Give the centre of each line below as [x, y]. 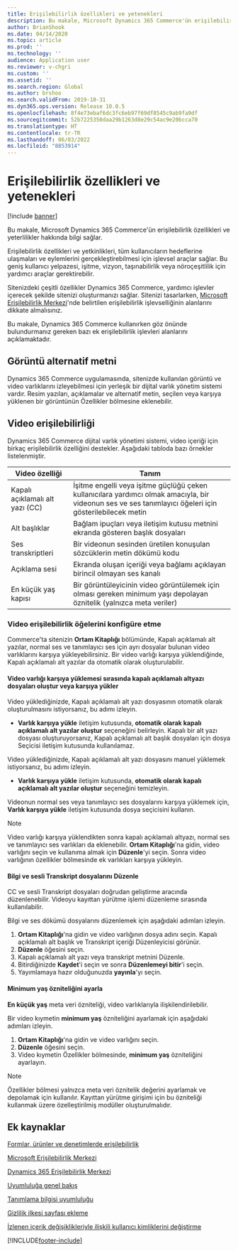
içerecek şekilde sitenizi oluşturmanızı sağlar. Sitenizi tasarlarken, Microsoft [118, 295]
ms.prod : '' [25, 47]
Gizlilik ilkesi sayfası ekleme [48, 1213]
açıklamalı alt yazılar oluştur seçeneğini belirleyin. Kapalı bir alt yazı [117, 731]
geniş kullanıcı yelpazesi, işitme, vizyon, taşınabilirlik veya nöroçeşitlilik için [117, 267]
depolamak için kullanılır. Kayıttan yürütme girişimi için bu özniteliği [105, 1097]
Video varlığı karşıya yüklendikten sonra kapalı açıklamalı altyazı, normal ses [119, 837]
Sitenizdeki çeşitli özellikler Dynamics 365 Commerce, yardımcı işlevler [111, 288]
